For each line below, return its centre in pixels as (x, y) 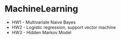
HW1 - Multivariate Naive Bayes (44, 22)
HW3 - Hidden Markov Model (42, 32)
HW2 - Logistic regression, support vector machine (64, 27)
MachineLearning (41, 9)
